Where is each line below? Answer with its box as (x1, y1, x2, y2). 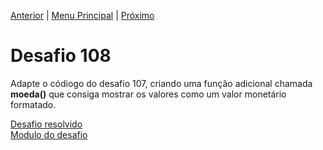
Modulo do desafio (10, 128, 88, 140)
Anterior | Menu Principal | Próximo (10, 10, 155, 21)
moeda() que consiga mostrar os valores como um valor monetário (10, 88, 287, 100)
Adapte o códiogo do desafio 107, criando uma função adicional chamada (10, 77, 313, 89)
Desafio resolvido (10, 118, 83, 130)
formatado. (10, 98, 57, 110)
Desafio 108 (10, 45, 112, 67)
